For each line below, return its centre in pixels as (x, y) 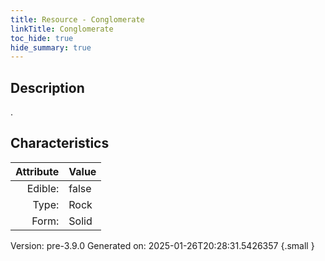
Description (47, 87)
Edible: (43, 188)
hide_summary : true (51, 47)
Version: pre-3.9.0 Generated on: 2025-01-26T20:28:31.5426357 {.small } (162, 245)
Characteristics (60, 143)
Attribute (37, 171)
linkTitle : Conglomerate (62, 29)
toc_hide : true (42, 38)
